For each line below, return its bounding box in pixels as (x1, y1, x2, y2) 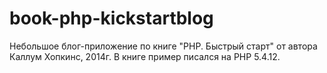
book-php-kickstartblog (9, 7, 214, 30)
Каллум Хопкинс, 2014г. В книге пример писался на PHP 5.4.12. (9, 50, 281, 62)
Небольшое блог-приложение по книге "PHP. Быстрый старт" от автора (9, 40, 318, 52)
